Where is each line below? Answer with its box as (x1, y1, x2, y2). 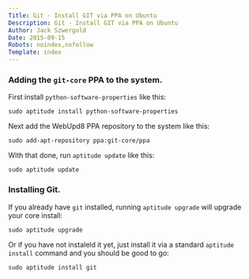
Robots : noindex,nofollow (8, 41, 93, 49)
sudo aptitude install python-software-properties (8, 107, 179, 115)
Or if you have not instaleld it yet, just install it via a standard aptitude (8, 239, 235, 249)
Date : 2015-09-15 (8, 33, 66, 42)
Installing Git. (8, 184, 61, 195)
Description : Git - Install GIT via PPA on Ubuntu (8, 19, 179, 27)
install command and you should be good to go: (8, 248, 170, 258)
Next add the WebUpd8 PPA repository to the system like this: (8, 122, 210, 131)
